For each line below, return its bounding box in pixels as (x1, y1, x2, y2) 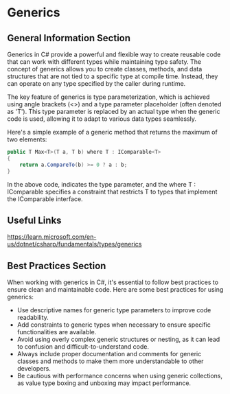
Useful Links (7, 214, 62, 226)
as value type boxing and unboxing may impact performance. (16, 379, 191, 387)
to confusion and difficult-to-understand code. (16, 343, 150, 351)
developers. (16, 364, 51, 373)
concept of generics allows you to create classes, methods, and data (7, 65, 203, 73)
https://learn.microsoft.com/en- (7, 233, 97, 241)
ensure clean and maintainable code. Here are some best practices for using (7, 286, 224, 294)
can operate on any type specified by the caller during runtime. (7, 80, 186, 87)
